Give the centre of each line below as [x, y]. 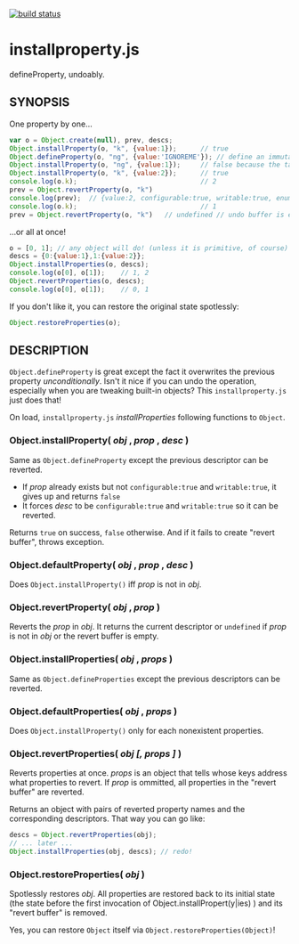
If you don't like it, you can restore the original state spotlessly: [124, 306]
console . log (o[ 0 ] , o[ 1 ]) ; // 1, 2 [79, 273]
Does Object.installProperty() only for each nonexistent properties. [137, 730]
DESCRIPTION [49, 350]
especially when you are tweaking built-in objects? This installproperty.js [148, 391]
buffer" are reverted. [47, 792]
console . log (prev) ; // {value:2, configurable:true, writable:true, [141, 198]
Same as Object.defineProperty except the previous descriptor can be [139, 460]
